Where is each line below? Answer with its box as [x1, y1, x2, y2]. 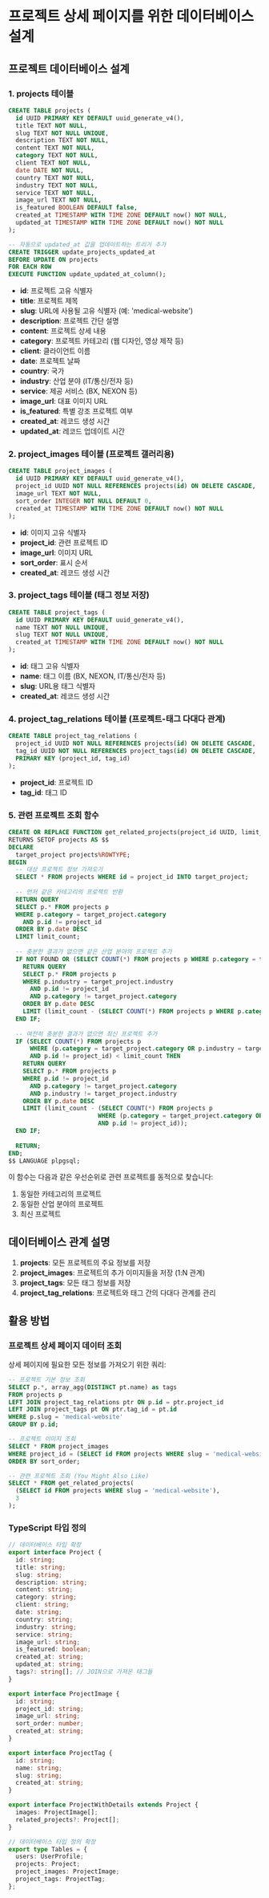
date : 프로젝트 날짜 [19, 356, 81, 366]
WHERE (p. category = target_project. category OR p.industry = [29, 1045, 242, 1053]
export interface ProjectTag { [8, 1749, 113, 1757]
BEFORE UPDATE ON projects [8, 255, 98, 263]
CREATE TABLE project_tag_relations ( [8, 732, 138, 740]
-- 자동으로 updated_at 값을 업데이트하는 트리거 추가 [8, 240, 167, 249]
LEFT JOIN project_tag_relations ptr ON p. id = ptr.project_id [8, 1398, 224, 1406]
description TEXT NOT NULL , [15, 136, 110, 145]
